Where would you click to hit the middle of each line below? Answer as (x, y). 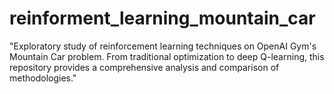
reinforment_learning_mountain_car (162, 18)
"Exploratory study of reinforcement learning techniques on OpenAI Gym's (163, 46)
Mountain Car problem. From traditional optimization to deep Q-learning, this (167, 56)
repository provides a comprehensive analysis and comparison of (144, 67)
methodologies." (43, 78)
